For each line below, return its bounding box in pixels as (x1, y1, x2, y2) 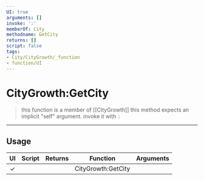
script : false (6, 43, 42, 49)
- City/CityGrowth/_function (6, 54, 80, 60)
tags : (6, 49, 20, 55)
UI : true (6, 9, 29, 15)
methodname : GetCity (6, 32, 59, 38)
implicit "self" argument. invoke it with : (21, 113, 121, 120)
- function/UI (6, 60, 42, 66)
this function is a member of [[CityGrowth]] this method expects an (21, 106, 189, 113)
